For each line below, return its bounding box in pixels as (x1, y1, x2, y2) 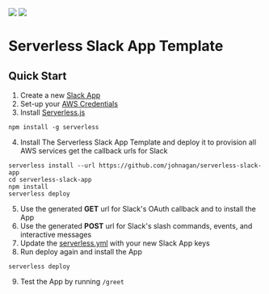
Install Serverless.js (19, 107, 86, 117)
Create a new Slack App (19, 90, 101, 100)
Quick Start (8, 69, 67, 82)
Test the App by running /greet (19, 277, 124, 286)
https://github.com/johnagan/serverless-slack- (98, 162, 263, 170)
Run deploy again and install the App (19, 247, 143, 256)
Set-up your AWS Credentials (19, 99, 119, 108)
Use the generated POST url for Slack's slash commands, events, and (19, 221, 253, 230)
